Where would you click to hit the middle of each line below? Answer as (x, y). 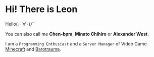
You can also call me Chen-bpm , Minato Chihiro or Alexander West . (77, 34)
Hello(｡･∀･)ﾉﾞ (20, 24)
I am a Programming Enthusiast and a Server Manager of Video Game (76, 43)
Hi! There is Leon (41, 9)
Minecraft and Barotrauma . (33, 49)
